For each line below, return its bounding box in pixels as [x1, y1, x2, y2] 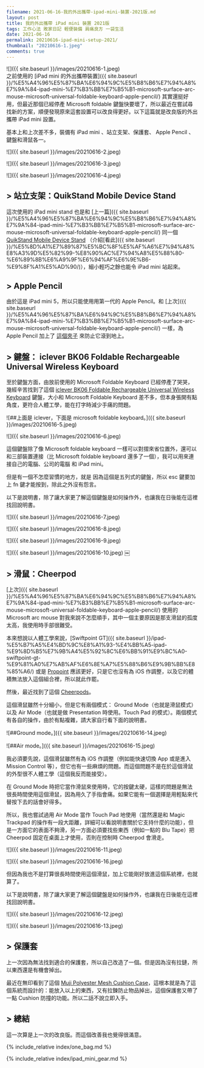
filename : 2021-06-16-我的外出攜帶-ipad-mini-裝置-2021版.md [6, 8, 156, 15]
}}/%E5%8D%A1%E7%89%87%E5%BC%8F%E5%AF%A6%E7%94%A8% [6, 243, 195, 250]
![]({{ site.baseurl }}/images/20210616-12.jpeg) [6, 911, 123, 918]
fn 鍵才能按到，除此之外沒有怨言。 [13, 481, 100, 488]
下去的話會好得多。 [16, 799, 65, 805]
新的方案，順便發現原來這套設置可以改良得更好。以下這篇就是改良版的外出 [11, 107, 198, 115]
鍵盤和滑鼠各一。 [6, 136, 49, 143]
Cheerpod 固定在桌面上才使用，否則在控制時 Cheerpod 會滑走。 [6, 834, 168, 841]
